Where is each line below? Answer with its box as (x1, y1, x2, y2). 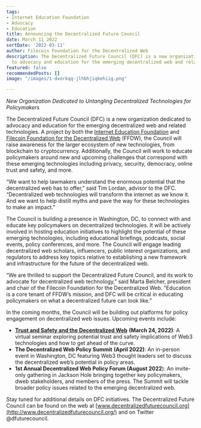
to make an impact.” (6, 203, 56, 211)
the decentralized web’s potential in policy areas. (14, 358, 136, 366)
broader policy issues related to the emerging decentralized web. (14, 384, 176, 391)
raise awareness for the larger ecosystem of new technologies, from (6, 141, 175, 148)
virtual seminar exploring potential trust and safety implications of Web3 (14, 333, 193, 340)
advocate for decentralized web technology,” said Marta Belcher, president (6, 278, 191, 285)
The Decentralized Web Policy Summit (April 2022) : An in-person (14, 346, 180, 353)
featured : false (6, 64, 47, 71)
